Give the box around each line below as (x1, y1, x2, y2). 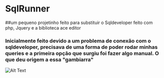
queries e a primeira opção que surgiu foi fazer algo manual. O (5, 49, 159, 56)
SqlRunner (5, 3, 50, 14)
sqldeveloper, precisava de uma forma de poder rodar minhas (5, 43, 158, 50)
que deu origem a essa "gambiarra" (5, 56, 94, 63)
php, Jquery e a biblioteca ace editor (5, 24, 81, 30)
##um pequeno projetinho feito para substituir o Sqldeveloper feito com (5, 19, 153, 25)
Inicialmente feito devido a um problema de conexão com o (5, 37, 151, 44)
